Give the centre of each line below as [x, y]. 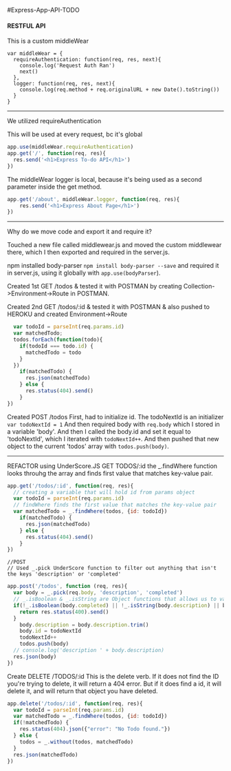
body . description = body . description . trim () [84, 625]
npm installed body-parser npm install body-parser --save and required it [113, 266]
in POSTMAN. [90, 294]
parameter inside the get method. [54, 187]
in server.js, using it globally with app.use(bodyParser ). [84, 273]
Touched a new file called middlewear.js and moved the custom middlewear [114, 245]
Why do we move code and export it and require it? [80, 232]
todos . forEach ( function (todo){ [58, 340]
